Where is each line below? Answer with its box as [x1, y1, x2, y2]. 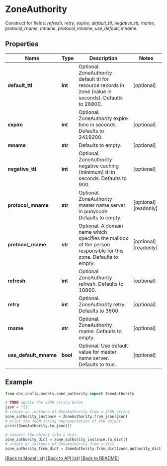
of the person [79, 241, 110, 248]
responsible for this [79, 247, 124, 254]
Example [5, 378, 33, 387]
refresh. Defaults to [79, 280, 124, 287]
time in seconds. [79, 121, 117, 128]
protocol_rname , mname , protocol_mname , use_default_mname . [5, 25, 138, 31]
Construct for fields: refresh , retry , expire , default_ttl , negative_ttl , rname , [5, 20, 156, 26]
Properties [5, 40, 39, 48]
